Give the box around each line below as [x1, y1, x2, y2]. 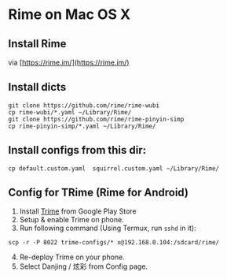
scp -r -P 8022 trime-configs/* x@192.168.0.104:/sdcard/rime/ [8, 239, 220, 247]
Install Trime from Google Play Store [19, 206, 137, 216]
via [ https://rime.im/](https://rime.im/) [8, 58, 130, 67]
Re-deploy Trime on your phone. [19, 252, 126, 262]
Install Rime [8, 37, 67, 50]
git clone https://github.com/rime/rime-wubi [8, 101, 159, 110]
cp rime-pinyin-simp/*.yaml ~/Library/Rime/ [8, 122, 156, 130]
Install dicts [8, 80, 67, 94]
